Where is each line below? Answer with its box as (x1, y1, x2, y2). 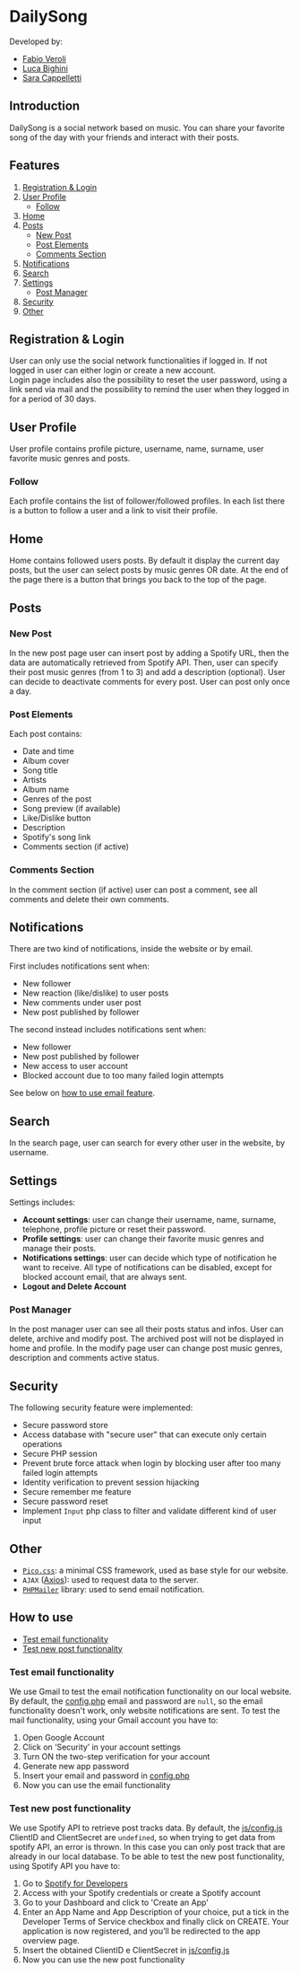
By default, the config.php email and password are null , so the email (9, 1696, 263, 1706)
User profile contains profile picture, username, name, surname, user (9, 443, 264, 454)
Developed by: (9, 36, 63, 47)
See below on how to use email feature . (9, 1088, 155, 1099)
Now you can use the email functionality (21, 1780, 171, 1791)
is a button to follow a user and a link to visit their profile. (9, 505, 219, 516)
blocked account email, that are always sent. (21, 1272, 187, 1283)
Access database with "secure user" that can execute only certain (21, 1429, 267, 1440)
